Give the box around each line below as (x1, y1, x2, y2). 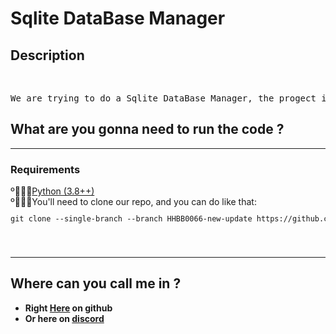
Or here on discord (24, 312, 105, 324)
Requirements (10, 162, 81, 176)
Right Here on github (24, 302, 113, 314)
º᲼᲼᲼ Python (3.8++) (10, 185, 95, 197)
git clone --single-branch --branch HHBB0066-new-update (10, 214, 253, 224)
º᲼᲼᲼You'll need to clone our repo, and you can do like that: (10, 196, 257, 208)
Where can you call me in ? (10, 275, 182, 292)
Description (10, 47, 85, 64)
